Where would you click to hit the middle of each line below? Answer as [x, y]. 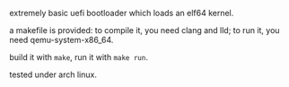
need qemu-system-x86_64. [61, 40]
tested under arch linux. [53, 74]
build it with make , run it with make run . [79, 57]
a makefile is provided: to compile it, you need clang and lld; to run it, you [144, 30]
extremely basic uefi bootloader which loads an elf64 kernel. [122, 13]
